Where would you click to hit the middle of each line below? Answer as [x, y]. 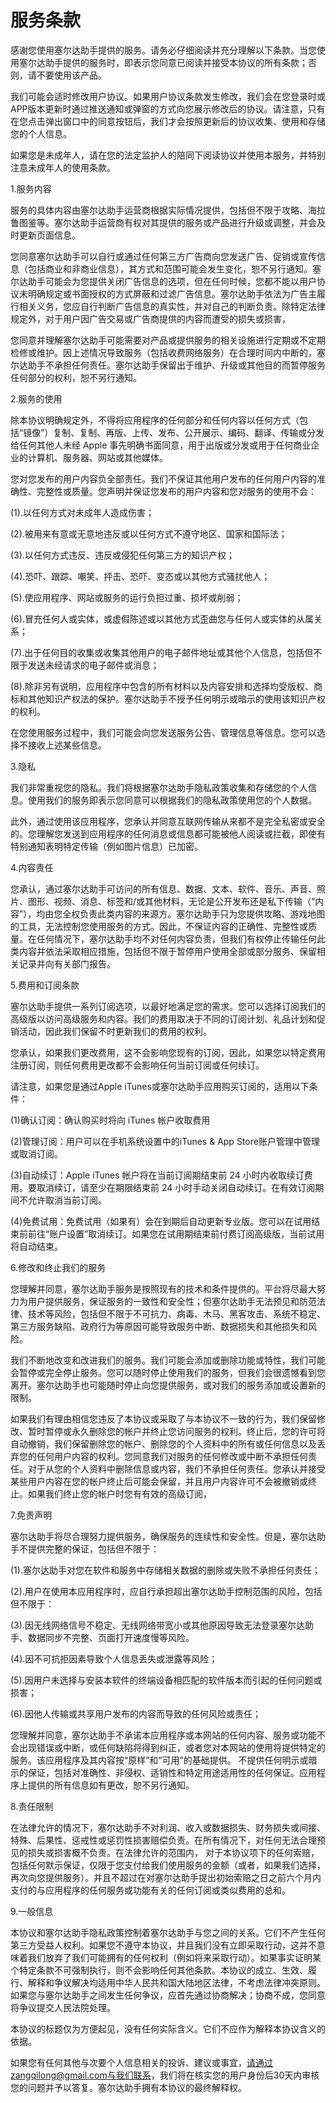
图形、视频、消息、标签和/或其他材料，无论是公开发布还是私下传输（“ [171, 901]
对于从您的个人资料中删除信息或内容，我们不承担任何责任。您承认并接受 [176, 1468]
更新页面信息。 [49, 235]
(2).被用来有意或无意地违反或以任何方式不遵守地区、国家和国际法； [149, 533]
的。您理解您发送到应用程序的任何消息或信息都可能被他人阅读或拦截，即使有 [168, 833]
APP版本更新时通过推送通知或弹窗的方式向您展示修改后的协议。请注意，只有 [168, 108]
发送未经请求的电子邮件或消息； [93, 665]
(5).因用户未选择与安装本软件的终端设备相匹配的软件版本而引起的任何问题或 [166, 1680]
